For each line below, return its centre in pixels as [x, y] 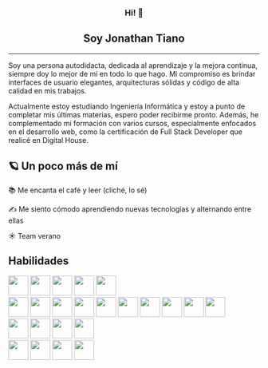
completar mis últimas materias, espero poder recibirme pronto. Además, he [134, 114]
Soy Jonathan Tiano [134, 39]
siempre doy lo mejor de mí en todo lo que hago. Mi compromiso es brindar [132, 73]
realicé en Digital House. [49, 140]
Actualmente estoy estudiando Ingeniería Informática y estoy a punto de [127, 106]
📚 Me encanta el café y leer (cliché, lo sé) [78, 190]
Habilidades [39, 261]
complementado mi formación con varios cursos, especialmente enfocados [132, 123]
